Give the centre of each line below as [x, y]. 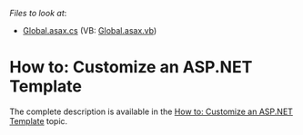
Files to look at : [38, 13]
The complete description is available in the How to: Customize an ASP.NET [151, 111]
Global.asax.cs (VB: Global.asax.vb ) [90, 30]
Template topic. [39, 121]
